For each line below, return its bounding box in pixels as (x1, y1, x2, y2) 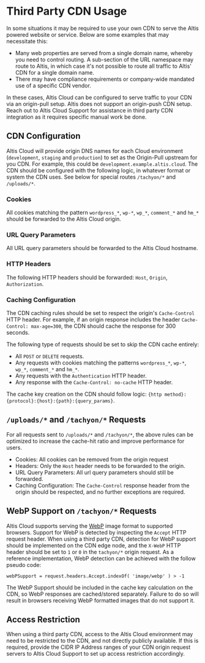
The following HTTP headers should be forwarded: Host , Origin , (6, 273, 168, 281)
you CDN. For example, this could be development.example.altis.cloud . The (6, 160, 198, 168)
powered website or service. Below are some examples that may (6, 31, 170, 38)
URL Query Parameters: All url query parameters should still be (15, 469, 174, 476)
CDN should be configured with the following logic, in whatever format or (6, 166, 191, 174)
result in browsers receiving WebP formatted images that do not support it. (6, 596, 195, 604)
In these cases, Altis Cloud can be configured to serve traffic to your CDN (6, 94, 192, 101)
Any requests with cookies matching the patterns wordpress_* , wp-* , (15, 359, 187, 366)
